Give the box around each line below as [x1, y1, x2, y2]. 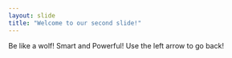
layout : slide [8, 11, 56, 20]
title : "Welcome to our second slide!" [8, 19, 142, 27]
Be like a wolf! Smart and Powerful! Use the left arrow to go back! [8, 41, 225, 50]
